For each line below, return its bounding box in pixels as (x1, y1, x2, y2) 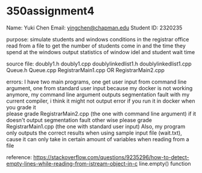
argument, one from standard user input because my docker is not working (6, 84, 193, 91)
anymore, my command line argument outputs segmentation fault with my (6, 91, 190, 98)
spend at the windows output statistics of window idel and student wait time (6, 48, 195, 55)
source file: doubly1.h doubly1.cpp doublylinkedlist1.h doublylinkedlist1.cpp (6, 60, 192, 67)
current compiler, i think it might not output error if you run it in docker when (6, 97, 195, 105)
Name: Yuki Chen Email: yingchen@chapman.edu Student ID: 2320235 (6, 24, 183, 31)
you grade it (6, 103, 36, 111)
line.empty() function (139, 160, 191, 167)
